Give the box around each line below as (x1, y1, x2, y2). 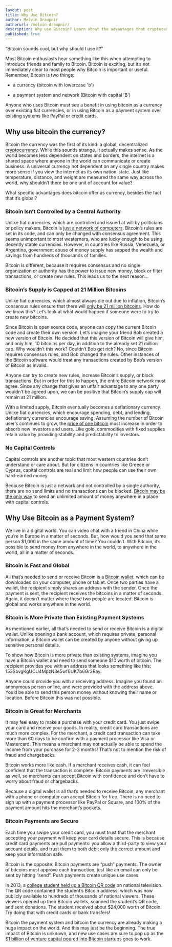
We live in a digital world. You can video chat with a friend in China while (5, 527, 158, 533)
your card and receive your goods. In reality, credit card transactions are (5, 725, 158, 731)
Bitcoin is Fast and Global (5, 562, 70, 569)
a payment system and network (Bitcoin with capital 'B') (12, 92, 131, 98)
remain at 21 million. (5, 394, 47, 400)
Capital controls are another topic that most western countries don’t (5, 456, 148, 462)
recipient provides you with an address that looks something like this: (5, 663, 151, 669)
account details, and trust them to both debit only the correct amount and (5, 846, 160, 852)
